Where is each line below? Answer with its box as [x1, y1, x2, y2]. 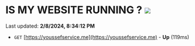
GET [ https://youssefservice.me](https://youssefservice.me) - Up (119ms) [13, 33, 190, 40]
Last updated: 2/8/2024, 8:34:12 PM [5, 22, 95, 29]
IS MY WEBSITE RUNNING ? [5, 3, 143, 17]
